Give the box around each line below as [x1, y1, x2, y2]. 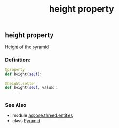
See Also [5, 102, 27, 108]
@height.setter [5, 81, 36, 86]
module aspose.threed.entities [12, 112, 73, 118]
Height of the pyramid [5, 44, 49, 50]
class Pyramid [12, 118, 40, 124]
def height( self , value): [5, 85, 57, 90]
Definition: [5, 56, 31, 63]
